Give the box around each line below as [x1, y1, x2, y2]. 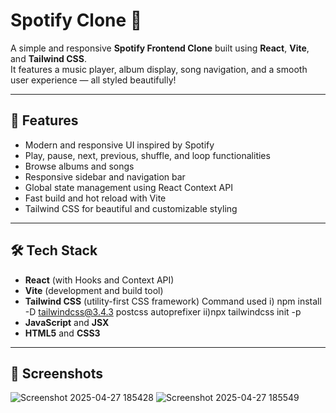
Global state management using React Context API [24, 181, 233, 193]
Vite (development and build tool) [24, 284, 164, 296]
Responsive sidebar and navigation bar [24, 170, 186, 183]
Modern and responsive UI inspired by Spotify [24, 139, 215, 151]
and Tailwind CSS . [10, 52, 87, 64]
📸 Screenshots [10, 365, 104, 382]
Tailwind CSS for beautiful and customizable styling [24, 202, 238, 214]
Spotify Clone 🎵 [10, 9, 143, 32]
